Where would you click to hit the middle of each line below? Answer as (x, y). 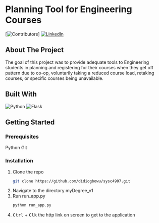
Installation (19, 161)
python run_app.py (32, 205)
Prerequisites (22, 137)
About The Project (35, 50)
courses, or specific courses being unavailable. (54, 78)
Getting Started (30, 122)
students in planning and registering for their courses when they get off (79, 67)
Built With (21, 94)
